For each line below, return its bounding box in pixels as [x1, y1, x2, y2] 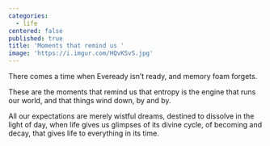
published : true [8, 34, 63, 43]
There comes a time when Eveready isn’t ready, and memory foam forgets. [8, 72, 258, 81]
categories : [8, 11, 49, 20]
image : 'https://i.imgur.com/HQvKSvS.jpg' [8, 49, 154, 57]
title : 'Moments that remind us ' [8, 42, 125, 50]
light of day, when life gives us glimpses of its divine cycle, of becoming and [8, 120, 263, 129]
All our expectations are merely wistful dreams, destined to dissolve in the [8, 111, 255, 121]
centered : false [8, 27, 63, 35]
